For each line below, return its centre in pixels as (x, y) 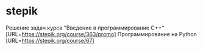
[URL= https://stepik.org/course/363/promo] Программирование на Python (101, 34)
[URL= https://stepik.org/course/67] (50, 40)
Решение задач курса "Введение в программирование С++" (85, 28)
